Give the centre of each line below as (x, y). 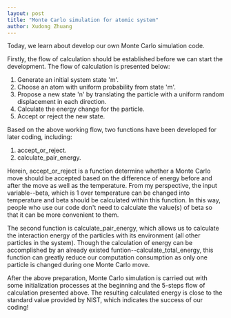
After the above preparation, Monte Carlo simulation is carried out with (108, 278)
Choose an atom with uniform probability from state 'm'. (96, 87)
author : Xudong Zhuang (40, 26)
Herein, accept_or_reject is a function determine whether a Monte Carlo (109, 171)
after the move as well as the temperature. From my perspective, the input (112, 186)
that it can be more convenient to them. (63, 215)
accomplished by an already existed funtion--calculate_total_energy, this (110, 250)
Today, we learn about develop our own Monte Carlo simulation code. (106, 46)
